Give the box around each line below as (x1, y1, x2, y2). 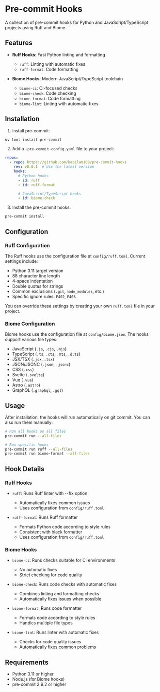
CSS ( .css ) (12, 366, 34, 373)
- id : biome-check (17, 196, 55, 200)
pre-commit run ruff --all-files (5, 447, 73, 452)
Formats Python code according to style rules (19, 524, 111, 530)
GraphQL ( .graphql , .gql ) (12, 387, 63, 393)
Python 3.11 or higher (12, 671, 54, 677)
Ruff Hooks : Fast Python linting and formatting (12, 52, 105, 57)
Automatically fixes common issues (19, 500, 91, 506)
